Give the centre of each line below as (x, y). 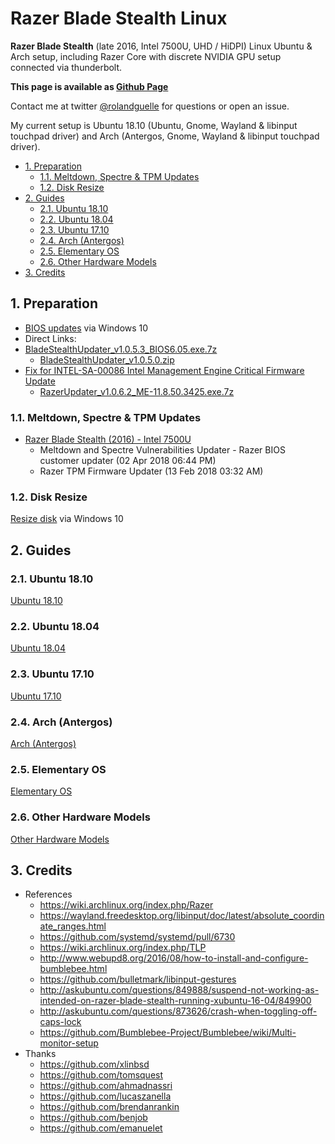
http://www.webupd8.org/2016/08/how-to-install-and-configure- (174, 958)
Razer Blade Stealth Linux (119, 18)
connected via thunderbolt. (66, 67)
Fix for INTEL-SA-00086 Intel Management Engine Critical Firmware (164, 370)
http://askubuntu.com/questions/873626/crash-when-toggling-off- (178, 1011)
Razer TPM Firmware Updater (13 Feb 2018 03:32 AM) (151, 471)
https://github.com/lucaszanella (105, 1096)
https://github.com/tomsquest (101, 1075)
